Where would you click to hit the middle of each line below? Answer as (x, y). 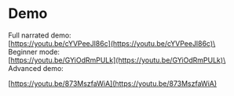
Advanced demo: (36, 68)
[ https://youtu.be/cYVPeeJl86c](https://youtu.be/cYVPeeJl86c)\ (112, 43)
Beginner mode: (34, 52)
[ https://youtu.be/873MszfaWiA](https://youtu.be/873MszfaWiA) (113, 84)
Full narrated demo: (40, 35)
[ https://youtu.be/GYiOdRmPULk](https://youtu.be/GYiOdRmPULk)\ (117, 60)
